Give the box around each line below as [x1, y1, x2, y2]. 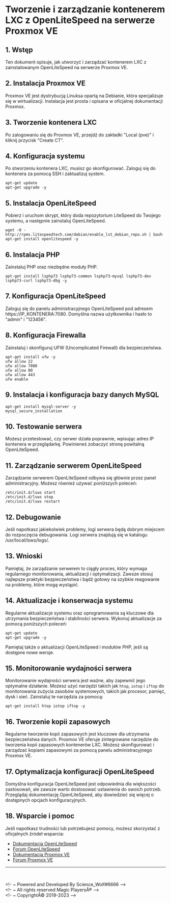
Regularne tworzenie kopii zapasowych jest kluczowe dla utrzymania [5, 731, 150, 737]
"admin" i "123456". [5, 316, 47, 322]
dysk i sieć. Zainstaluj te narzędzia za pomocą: [5, 694, 103, 700]
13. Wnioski [5, 552, 42, 560]
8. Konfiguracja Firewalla [5, 331, 86, 340]
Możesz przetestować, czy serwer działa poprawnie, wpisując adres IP [5, 436, 154, 442]
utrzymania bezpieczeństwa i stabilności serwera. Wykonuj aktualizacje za [5, 615, 162, 622]
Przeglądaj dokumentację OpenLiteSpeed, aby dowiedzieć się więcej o [5, 792, 154, 798]
